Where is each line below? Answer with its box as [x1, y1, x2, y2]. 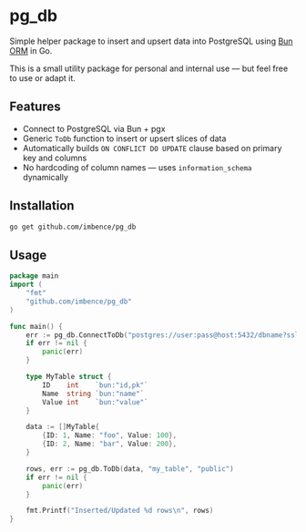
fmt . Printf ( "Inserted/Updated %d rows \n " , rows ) [25, 506, 214, 516]
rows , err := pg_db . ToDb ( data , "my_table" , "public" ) [25, 464, 234, 474]
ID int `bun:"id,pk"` [42, 380, 148, 390]
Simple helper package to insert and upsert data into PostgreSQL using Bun [9, 36, 293, 46]
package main [9, 271, 59, 281]
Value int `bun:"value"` [42, 397, 148, 406]
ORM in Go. [9, 45, 53, 56]
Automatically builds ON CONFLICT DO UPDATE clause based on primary [22, 142, 282, 153]
